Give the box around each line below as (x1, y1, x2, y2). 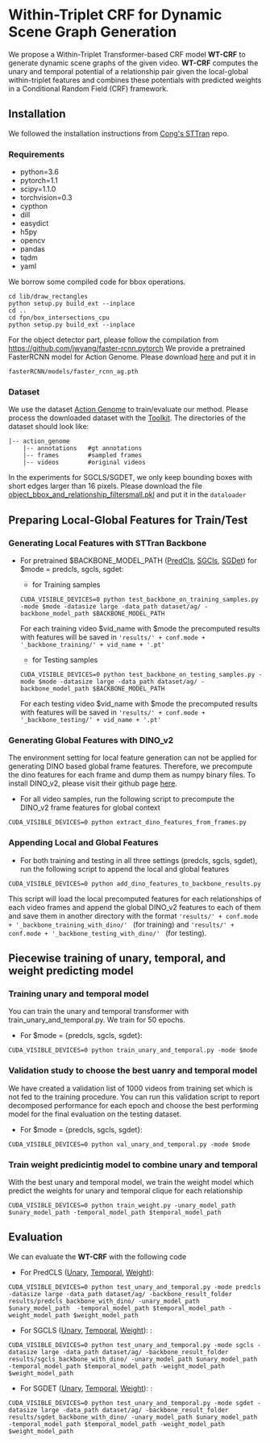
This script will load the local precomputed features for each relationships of (8, 894, 262, 903)
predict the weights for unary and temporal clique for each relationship (8, 1186, 243, 1195)
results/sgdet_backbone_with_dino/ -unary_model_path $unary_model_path (8, 1413, 258, 1421)
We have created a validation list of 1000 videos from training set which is (8, 1083, 253, 1093)
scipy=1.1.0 (19, 184, 56, 194)
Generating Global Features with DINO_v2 (8, 734, 174, 745)
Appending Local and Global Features (8, 837, 159, 849)
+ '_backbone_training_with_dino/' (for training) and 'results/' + (8, 920, 235, 929)
